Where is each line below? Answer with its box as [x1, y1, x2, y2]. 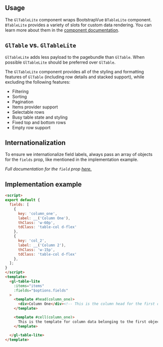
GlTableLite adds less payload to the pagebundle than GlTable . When [5, 54, 145, 60]
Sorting [12, 93, 27, 99]
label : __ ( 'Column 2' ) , [17, 243, 66, 247]
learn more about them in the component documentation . [5, 27, 120, 33]
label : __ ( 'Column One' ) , [17, 216, 70, 221]
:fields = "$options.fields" [14, 288, 68, 293]
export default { [5, 198, 40, 203]
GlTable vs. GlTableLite [5, 41, 77, 50]
